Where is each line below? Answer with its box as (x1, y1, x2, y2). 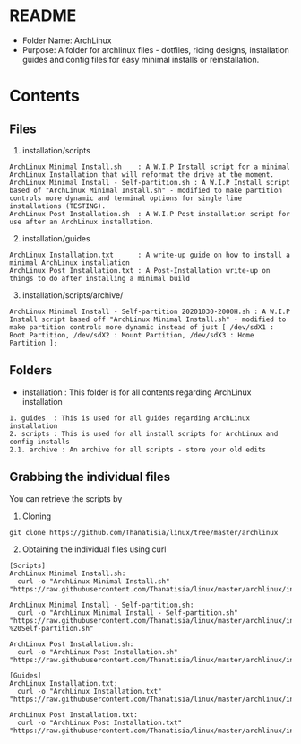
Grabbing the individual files (9, 469, 171, 485)
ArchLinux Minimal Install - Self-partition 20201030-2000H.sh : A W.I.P (9, 307, 291, 316)
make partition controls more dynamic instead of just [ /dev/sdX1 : (9, 322, 275, 332)
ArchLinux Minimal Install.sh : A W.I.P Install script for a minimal (9, 162, 291, 171)
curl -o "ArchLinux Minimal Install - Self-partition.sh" (17, 608, 239, 617)
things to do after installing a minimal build (9, 274, 191, 283)
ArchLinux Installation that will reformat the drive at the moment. (9, 170, 275, 179)
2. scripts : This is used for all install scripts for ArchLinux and (9, 429, 279, 438)
